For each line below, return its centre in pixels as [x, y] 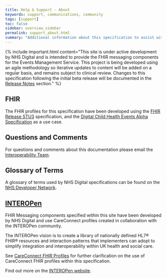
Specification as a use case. [34, 122]
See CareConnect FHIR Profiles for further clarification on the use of [75, 256]
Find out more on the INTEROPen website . [48, 271]
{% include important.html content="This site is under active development [81, 52]
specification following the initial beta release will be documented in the [78, 78]
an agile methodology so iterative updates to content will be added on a [79, 67]
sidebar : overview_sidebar [33, 28]
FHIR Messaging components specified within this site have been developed [83, 215]
